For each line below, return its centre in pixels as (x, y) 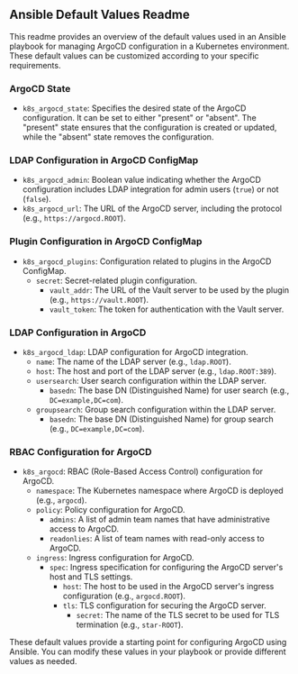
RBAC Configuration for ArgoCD (81, 451)
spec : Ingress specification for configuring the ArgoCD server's (166, 568)
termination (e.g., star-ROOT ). (130, 624)
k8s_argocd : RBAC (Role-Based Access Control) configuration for (143, 471)
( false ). (36, 199)
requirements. (35, 65)
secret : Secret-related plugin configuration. (117, 280)
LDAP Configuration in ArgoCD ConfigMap (104, 160)
